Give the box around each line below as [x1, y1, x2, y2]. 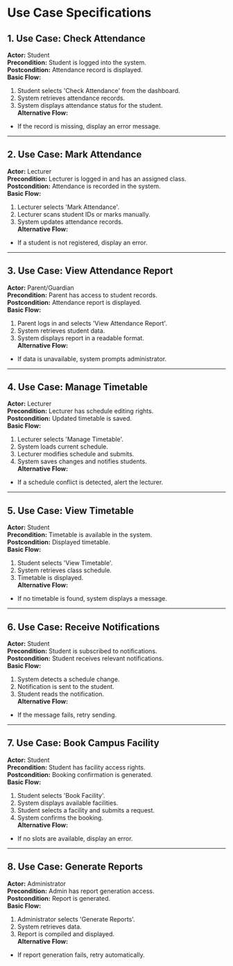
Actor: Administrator [7, 879, 67, 888]
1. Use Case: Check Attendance [7, 33, 146, 44]
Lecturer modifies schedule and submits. [17, 450, 135, 458]
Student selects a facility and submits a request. [17, 806, 155, 814]
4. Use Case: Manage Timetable [7, 381, 148, 393]
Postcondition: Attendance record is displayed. [7, 66, 144, 74]
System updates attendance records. [17, 217, 123, 226]
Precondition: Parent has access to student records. [7, 290, 157, 299]
